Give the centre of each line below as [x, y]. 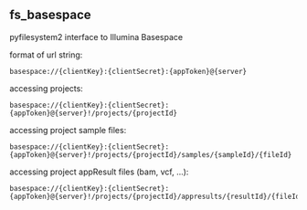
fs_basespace [50, 15]
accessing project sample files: [68, 130]
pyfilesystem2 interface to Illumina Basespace [96, 37]
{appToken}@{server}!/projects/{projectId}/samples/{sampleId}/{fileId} [151, 154]
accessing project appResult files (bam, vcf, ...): [99, 172]
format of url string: [46, 55]
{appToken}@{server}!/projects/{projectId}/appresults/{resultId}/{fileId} [157, 196]
